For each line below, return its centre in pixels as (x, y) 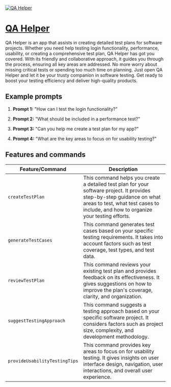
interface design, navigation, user (123, 364)
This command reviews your (117, 264)
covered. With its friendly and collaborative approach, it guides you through (84, 59)
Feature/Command (43, 169)
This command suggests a (115, 305)
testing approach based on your (121, 311)
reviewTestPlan (26, 280)
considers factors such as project (123, 324)
